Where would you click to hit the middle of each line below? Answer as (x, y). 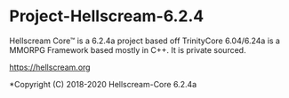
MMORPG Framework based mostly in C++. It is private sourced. (128, 49)
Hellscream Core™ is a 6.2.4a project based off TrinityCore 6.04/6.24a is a (144, 41)
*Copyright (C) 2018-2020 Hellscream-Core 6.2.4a (103, 84)
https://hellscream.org (50, 67)
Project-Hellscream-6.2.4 (107, 16)
